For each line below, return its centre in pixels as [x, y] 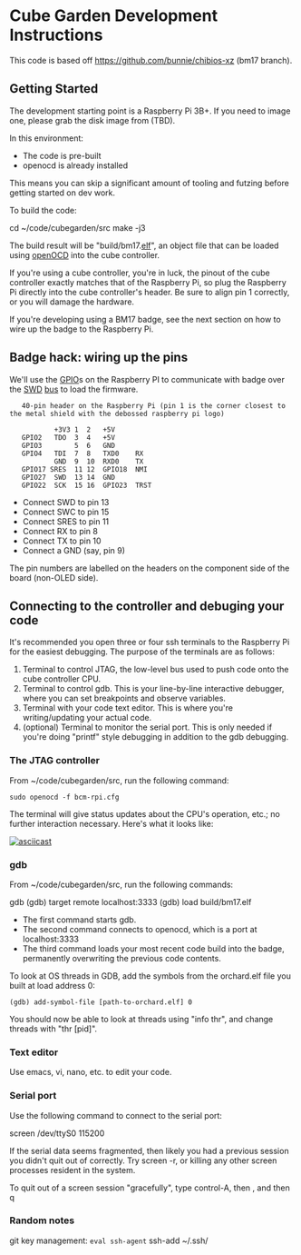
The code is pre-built [62, 155]
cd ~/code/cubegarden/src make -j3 [78, 227]
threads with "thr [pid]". [53, 1029]
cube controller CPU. [62, 679]
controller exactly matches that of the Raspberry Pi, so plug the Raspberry [148, 282]
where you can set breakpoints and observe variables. [124, 698]
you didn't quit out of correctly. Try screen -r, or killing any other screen [143, 1160]
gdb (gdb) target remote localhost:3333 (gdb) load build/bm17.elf [131, 901]
